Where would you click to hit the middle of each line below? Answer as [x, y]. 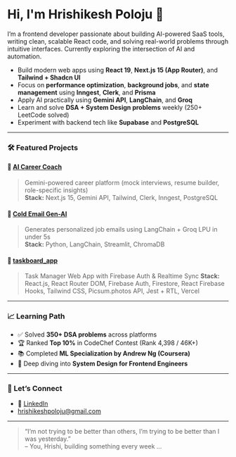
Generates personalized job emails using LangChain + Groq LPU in [121, 230]
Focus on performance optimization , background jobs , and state [113, 84]
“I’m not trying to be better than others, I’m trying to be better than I [122, 432]
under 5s [37, 237]
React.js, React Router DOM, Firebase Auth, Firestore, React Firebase [124, 284]
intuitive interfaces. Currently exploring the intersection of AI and [101, 49]
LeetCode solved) [43, 115]
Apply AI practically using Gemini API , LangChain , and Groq [105, 100]
